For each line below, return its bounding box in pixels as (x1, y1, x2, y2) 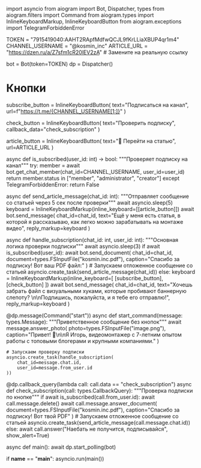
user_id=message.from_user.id (17, 365, 93, 371)
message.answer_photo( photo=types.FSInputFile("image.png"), (6, 324, 166, 331)
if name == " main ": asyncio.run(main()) (6, 455, 104, 462)
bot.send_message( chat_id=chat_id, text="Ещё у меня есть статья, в (6, 212, 181, 219)
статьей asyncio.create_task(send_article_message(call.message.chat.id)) (6, 419, 191, 426)
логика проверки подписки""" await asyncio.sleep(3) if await (6, 242, 160, 250)
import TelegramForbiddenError (6, 24, 85, 31)
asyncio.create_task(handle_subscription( (6, 354, 114, 360)
